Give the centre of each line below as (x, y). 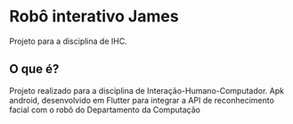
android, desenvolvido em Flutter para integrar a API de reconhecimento (142, 100)
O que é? (34, 69)
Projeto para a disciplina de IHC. (68, 41)
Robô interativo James (94, 17)
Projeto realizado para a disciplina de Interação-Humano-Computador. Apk (147, 90)
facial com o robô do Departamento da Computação (105, 110)
